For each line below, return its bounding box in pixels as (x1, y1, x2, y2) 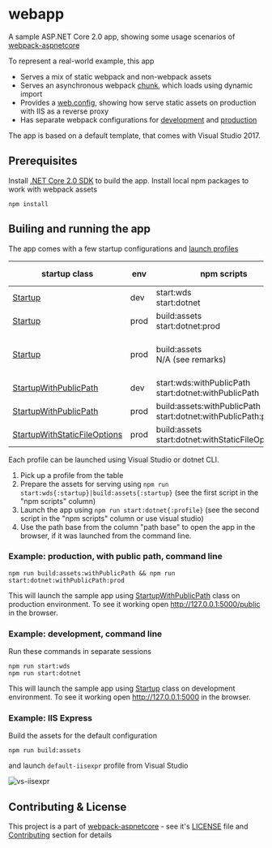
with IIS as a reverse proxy (19, 106, 109, 116)
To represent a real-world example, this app (8, 56, 155, 66)
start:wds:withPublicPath (155, 377, 251, 388)
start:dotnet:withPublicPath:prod (8, 576, 125, 584)
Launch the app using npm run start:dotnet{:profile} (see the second (19, 505, 260, 514)
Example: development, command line (8, 628, 163, 639)
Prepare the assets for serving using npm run (19, 479, 169, 489)
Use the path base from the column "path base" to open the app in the (19, 522, 256, 532)
